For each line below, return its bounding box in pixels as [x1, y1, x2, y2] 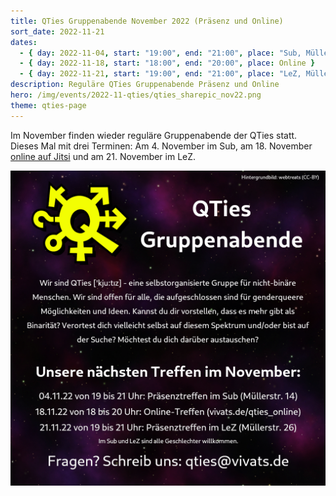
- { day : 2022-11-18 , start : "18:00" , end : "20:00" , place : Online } [19, 58, 316, 69]
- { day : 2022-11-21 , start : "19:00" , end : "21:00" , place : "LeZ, [19, 69, 302, 79]
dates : [10, 37, 38, 47]
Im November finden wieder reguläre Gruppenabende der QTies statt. [10, 129, 298, 141]
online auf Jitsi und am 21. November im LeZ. [10, 150, 197, 162]
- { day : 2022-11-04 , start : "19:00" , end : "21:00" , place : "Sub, [19, 48, 302, 58]
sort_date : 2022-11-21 [10, 26, 105, 37]
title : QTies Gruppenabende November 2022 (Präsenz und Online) [10, 16, 284, 26]
